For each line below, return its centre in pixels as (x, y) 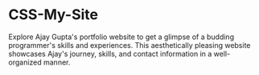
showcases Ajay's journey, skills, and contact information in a (110, 53)
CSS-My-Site (53, 15)
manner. (57, 62)
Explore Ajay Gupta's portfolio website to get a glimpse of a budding (121, 37)
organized (25, 62)
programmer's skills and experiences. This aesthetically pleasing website (129, 45)
